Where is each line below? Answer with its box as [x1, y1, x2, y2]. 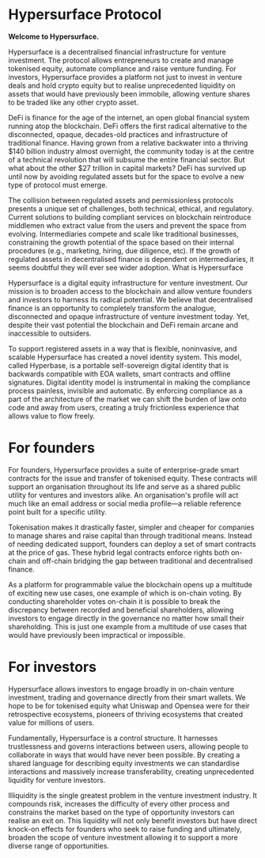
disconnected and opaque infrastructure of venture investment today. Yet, [8, 311, 250, 321]
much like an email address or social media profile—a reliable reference [8, 499, 241, 508]
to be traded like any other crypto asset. [8, 97, 139, 107]
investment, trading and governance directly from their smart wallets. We [8, 693, 247, 702]
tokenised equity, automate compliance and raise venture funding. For [8, 63, 237, 73]
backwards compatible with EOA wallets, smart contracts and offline [8, 369, 231, 378]
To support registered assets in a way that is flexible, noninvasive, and [8, 344, 237, 353]
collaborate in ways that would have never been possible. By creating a [8, 750, 240, 759]
